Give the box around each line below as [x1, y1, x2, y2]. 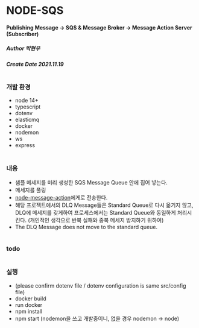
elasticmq [14, 116, 40, 124]
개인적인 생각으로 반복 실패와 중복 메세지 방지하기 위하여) [30, 216, 164, 224]
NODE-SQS [6, 4, 64, 17]
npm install [14, 307, 43, 315]
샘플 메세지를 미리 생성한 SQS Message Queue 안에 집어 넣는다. [14, 178, 168, 186]
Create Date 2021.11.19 [6, 60, 65, 68]
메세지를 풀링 [14, 186, 46, 194]
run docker [14, 301, 43, 308]
